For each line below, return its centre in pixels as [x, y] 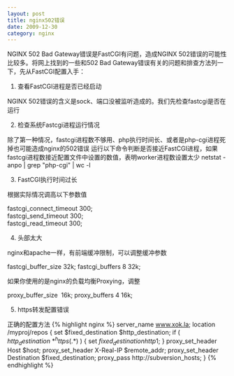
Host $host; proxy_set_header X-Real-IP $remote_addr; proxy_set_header [113, 350]
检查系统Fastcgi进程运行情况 [58, 125]
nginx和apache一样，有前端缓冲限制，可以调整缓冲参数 [87, 253]
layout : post [26, 14]
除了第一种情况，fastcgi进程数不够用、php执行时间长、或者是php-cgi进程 [114, 140]
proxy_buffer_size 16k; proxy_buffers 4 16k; [70, 295]
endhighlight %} [30, 365]
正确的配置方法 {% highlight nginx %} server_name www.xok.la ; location [111, 325]
